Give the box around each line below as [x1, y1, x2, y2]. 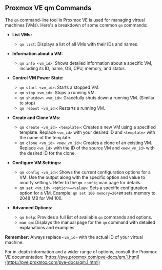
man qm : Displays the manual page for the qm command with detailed [19, 219, 155, 225]
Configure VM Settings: [12, 159, 61, 166]
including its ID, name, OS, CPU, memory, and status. [19, 65, 126, 71]
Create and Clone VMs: [12, 115, 61, 121]
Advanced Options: [12, 204, 53, 210]
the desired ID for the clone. [19, 150, 76, 156]
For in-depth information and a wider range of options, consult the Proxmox [5, 248, 157, 254]
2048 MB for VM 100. [19, 195, 63, 201]
